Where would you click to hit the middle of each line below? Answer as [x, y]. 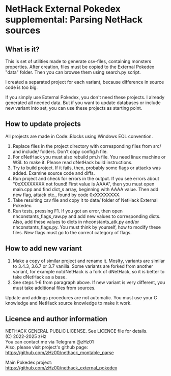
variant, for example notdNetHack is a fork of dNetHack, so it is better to [89, 271]
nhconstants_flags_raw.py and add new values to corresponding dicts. [87, 216]
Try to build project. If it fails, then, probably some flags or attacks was [87, 168]
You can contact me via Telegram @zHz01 [50, 342]
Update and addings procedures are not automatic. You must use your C [81, 297]
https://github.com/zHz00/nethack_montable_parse [60, 353]
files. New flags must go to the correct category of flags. [72, 232]
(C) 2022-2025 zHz [26, 336]
